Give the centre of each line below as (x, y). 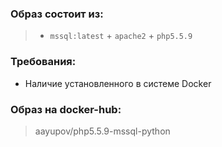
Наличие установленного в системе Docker (118, 83)
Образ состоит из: (57, 14)
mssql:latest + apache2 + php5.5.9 (121, 36)
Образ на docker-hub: (66, 109)
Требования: (43, 62)
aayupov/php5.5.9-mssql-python (102, 131)
